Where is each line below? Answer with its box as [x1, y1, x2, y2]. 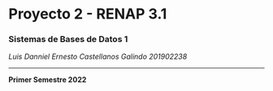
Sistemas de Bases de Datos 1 [8, 34, 128, 45]
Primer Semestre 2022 [8, 75, 87, 85]
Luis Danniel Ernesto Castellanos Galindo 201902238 [8, 52, 188, 61]
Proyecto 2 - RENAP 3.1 [8, 5, 167, 23]
